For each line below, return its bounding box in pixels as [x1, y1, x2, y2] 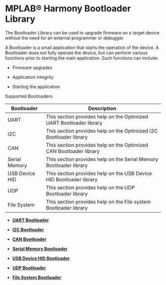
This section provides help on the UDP [46, 184, 135, 191]
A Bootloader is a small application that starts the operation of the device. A [5, 44, 159, 50]
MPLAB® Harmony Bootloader [5, 3, 131, 14]
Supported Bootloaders [5, 93, 53, 99]
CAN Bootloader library [46, 147, 100, 154]
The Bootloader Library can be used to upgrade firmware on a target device [5, 30, 160, 36]
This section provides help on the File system [46, 198, 151, 205]
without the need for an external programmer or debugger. [5, 35, 124, 41]
